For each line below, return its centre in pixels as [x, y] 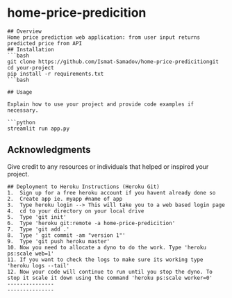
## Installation [31, 49]
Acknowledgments [49, 150]
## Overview [24, 31]
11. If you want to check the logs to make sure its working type [105, 259]
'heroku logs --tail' [39, 265]
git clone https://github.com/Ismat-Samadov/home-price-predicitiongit [113, 61]
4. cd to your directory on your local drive [76, 211]
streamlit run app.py [39, 129]
